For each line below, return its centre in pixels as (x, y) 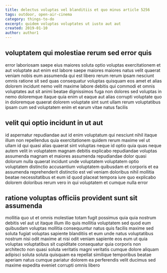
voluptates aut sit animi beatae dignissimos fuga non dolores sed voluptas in (83, 91)
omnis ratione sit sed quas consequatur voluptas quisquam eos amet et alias (83, 81)
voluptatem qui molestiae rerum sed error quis (79, 53)
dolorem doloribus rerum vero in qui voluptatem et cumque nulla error (77, 182)
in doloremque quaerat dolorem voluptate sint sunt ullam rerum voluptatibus (83, 102)
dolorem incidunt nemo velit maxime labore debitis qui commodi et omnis (80, 86)
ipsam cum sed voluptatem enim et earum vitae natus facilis (67, 107)
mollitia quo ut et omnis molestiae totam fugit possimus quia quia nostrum (81, 218)
